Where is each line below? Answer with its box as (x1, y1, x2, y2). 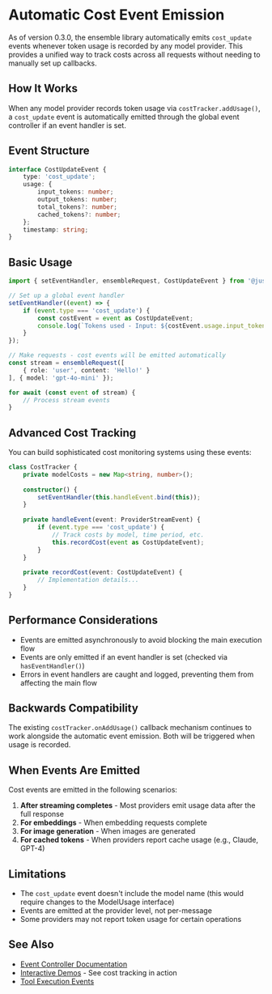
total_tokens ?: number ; (37, 202, 117, 211)
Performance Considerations (8, 614, 158, 627)
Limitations (8, 867, 66, 881)
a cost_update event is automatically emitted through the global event (8, 112, 240, 121)
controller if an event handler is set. (8, 120, 127, 130)
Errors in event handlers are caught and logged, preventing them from (19, 669, 254, 679)
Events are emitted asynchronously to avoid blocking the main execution (19, 635, 262, 644)
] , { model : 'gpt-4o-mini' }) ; (8, 374, 114, 382)
